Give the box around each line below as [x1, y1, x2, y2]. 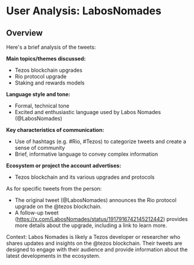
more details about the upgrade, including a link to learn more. [14, 222, 167, 229]
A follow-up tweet [14, 209, 59, 216]
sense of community [14, 144, 65, 151]
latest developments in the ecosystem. [6, 253, 101, 259]
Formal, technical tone [14, 102, 70, 109]
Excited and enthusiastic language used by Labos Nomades [14, 109, 161, 115]
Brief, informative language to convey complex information [14, 150, 158, 157]
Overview [6, 28, 43, 38]
